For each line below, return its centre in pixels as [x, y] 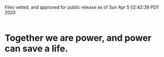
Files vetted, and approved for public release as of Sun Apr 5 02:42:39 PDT [82, 7]
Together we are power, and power [78, 38]
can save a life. [36, 49]
